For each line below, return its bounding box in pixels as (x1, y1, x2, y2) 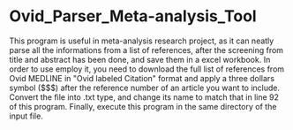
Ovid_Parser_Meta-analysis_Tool (9, 6, 258, 27)
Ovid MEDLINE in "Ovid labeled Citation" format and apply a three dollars (9, 73, 275, 83)
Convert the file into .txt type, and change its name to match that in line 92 (9, 91, 280, 103)
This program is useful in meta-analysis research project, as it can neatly (9, 35, 274, 46)
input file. (9, 111, 44, 121)
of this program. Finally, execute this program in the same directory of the (9, 101, 277, 111)
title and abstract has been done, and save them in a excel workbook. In (9, 54, 271, 65)
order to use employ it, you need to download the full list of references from (9, 64, 285, 74)
